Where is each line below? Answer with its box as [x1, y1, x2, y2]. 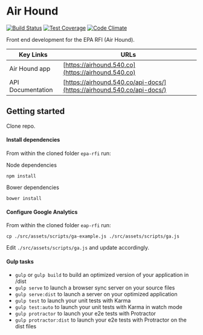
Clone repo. [6, 122, 36, 130]
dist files [14, 323, 37, 330]
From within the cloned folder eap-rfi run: [6, 222, 111, 229]
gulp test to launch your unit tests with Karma [14, 297, 131, 304]
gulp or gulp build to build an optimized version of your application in [14, 271, 189, 279]
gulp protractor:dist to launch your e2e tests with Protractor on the [14, 316, 187, 323]
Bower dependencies [6, 184, 59, 191]
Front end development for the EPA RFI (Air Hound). [6, 36, 135, 43]
